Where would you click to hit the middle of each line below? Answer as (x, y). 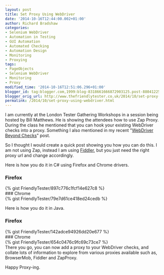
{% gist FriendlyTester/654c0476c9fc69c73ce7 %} (57, 242)
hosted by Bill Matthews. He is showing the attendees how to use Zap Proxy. (82, 120)
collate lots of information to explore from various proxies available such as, (81, 252)
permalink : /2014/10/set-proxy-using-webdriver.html (60, 101)
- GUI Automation (23, 42)
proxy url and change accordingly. (40, 155)
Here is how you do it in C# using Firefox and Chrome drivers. (67, 165)
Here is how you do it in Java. (35, 208)
